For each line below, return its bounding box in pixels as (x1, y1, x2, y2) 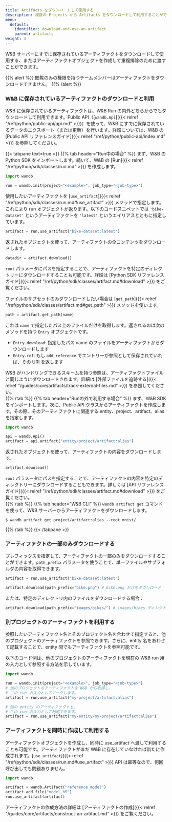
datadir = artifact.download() (5, 255, 72, 261)
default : (10, 22, 29, 27)
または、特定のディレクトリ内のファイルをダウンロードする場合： (5, 595, 144, 601)
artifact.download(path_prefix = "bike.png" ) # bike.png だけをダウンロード (5, 585, 161, 591)
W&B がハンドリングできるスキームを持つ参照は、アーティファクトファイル (5, 369, 164, 376)
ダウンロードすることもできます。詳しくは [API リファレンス (36, 482, 164, 488)
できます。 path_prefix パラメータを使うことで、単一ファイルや (14, 559, 147, 565)
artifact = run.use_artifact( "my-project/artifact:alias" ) (5, 695, 134, 700)
